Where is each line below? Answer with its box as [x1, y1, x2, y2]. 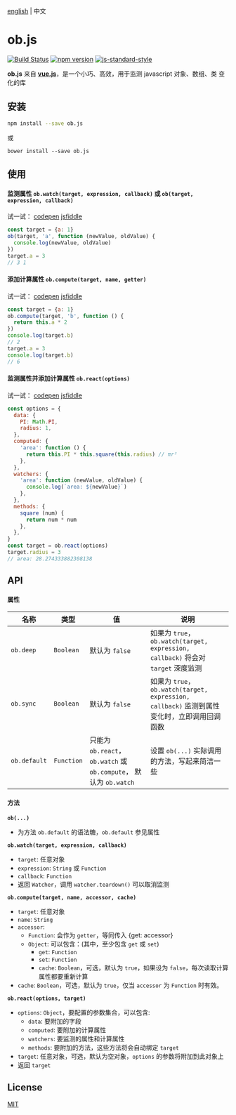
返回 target [17, 1060, 51, 1069]
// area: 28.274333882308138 [7, 555, 93, 562]
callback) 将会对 [150, 653, 206, 663]
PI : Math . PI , [20, 418, 58, 425]
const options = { [7, 405, 61, 412]
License [7, 1081, 43, 1093]
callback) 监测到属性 [150, 701, 220, 711]
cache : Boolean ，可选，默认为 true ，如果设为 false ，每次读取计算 [38, 963, 229, 972]
